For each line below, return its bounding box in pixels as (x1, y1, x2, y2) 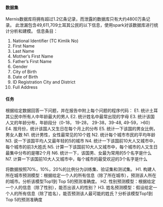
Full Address (12, 84, 38, 90)
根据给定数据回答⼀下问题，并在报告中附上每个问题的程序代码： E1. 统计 (5, 108, 150, 113)
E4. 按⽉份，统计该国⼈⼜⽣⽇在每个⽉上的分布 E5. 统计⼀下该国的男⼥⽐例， (5, 126, 158, 132)
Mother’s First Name (12, 53, 53, 59)
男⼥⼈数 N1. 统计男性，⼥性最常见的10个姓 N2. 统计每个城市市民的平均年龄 (5, 132, 156, 138)
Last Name (12, 48, 34, 54)
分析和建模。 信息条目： (9, 28, 58, 34)
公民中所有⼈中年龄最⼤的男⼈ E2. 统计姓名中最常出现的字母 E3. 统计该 (9, 114, 151, 120)
